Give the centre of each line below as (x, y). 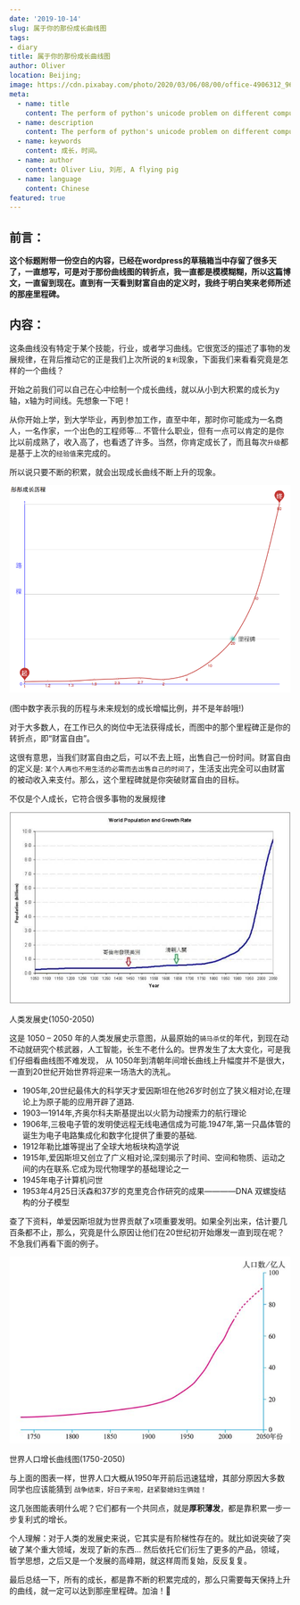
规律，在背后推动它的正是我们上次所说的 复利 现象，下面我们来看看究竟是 (149, 359)
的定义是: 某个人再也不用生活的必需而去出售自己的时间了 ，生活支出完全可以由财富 (147, 769)
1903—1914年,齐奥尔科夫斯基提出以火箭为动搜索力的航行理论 (134, 1113)
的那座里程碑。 (37, 294)
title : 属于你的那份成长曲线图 (60, 57)
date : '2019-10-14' (46, 19)
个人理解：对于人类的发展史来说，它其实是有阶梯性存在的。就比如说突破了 (146, 1538)
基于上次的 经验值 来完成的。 (66, 453)
